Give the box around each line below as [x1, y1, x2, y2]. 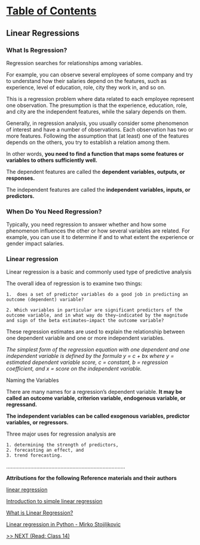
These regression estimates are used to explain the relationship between [6, 328, 185, 335]
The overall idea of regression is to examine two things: [6, 280, 143, 287]
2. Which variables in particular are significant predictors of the [6, 307, 183, 313]
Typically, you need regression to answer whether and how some [6, 221, 167, 228]
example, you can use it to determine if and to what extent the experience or [6, 234, 194, 241]
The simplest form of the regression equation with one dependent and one [6, 346, 190, 353]
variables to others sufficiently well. [6, 157, 98, 164]
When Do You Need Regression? [6, 207, 102, 216]
